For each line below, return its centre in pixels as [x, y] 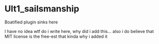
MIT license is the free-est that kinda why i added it [56, 36]
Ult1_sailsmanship [42, 9]
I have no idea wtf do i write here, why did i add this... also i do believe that [79, 31]
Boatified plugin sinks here [31, 22]
